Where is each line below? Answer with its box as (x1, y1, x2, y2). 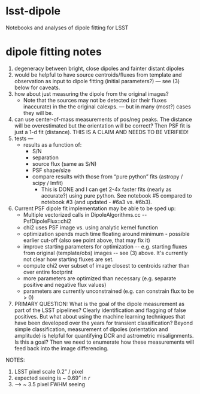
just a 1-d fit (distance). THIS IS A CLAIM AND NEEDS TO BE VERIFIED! (14, 128, 189, 135)
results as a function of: (23, 141, 82, 148)
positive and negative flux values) (23, 281, 107, 288)
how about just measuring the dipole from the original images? (14, 90, 169, 97)
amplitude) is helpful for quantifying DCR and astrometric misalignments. (14, 332, 194, 339)
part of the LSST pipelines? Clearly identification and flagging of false (14, 307, 186, 314)
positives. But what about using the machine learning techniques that (14, 313, 185, 320)
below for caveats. (14, 84, 60, 91)
